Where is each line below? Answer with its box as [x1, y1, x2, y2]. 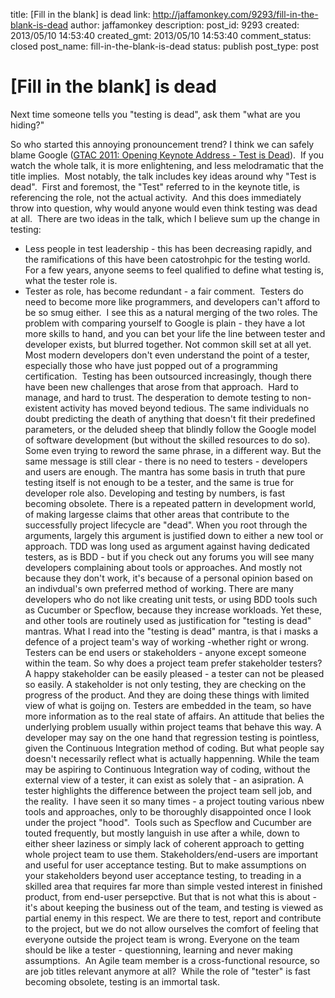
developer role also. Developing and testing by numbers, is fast [24, 487, 286, 499]
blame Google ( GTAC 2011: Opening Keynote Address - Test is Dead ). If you [10, 149, 325, 161]
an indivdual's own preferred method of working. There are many [24, 582, 294, 594]
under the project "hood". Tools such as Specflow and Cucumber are [24, 816, 312, 828]
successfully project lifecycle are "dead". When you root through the [24, 519, 308, 531]
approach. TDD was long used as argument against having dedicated [24, 540, 311, 552]
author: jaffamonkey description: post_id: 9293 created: [70, 19, 300, 31]
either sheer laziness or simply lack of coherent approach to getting [24, 837, 305, 849]
